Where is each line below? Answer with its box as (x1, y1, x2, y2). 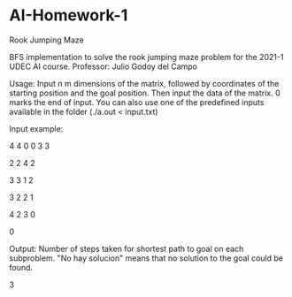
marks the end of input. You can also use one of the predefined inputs (9, 96, 265, 107)
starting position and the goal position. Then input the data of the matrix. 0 (9, 88, 280, 98)
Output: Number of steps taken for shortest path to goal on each (9, 243, 244, 254)
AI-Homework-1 (9, 5, 128, 26)
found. (9, 262, 34, 272)
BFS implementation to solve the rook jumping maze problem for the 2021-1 (9, 51, 284, 62)
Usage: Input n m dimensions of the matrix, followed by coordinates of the (9, 78, 280, 88)
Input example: (9, 123, 64, 133)
